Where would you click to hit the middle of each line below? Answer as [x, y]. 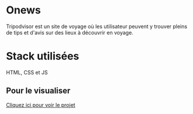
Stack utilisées [43, 56]
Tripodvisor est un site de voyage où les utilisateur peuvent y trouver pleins [97, 26]
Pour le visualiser [38, 91]
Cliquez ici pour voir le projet [41, 105]
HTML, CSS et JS [27, 72]
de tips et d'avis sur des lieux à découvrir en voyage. [70, 32]
